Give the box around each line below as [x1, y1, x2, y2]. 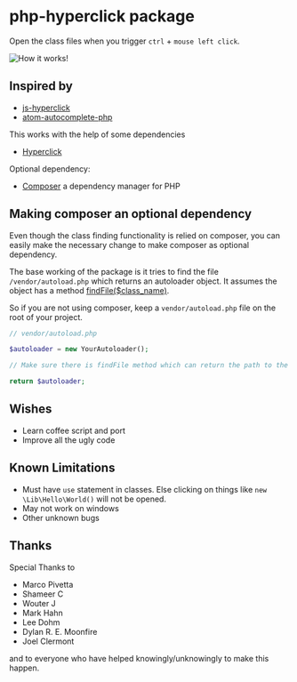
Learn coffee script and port [21, 425, 126, 436]
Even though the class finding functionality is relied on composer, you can [9, 229, 280, 241]
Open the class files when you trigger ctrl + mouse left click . [9, 36, 240, 46]
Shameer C [21, 589, 64, 599]
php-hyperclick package [9, 6, 196, 27]
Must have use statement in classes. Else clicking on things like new [21, 484, 268, 494]
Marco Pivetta [21, 579, 74, 590]
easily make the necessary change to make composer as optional [9, 239, 250, 250]
